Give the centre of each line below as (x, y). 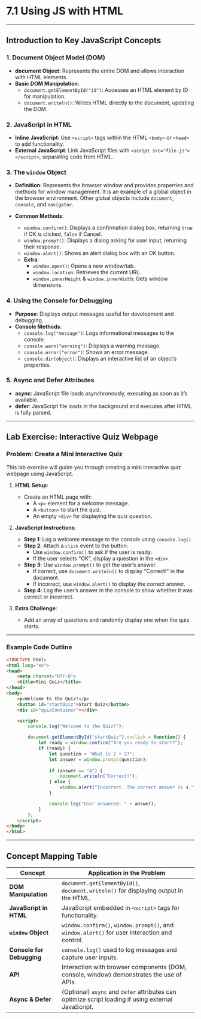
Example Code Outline (39, 648)
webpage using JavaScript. (40, 473)
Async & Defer (31, 999)
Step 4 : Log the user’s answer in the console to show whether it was (108, 590)
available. (27, 400)
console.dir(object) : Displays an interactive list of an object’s (100, 358)
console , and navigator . (44, 205)
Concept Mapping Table (52, 856)
